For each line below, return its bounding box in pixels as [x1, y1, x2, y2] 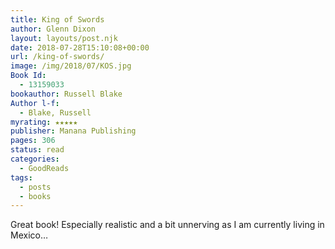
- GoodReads [19, 163, 70, 173]
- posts [19, 182, 52, 192]
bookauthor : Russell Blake [10, 89, 123, 99]
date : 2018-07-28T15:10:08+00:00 [10, 42, 150, 53]
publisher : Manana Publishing [10, 126, 137, 136]
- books [19, 191, 52, 201]
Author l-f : [10, 98, 60, 108]
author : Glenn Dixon [10, 24, 97, 34]
